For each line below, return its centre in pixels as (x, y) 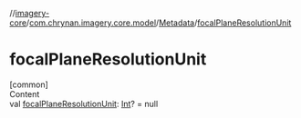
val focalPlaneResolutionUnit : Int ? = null (84, 103)
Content (25, 93)
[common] (29, 84)
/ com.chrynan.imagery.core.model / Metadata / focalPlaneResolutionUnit (159, 23)
